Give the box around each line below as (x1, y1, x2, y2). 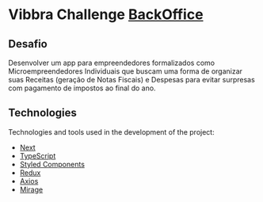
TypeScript (19, 151, 56, 160)
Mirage (19, 185, 44, 194)
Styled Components (19, 159, 86, 169)
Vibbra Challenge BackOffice (8, 6, 204, 24)
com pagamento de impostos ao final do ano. (8, 83, 156, 93)
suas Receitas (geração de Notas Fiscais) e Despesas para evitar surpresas (8, 75, 255, 84)
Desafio (8, 37, 48, 51)
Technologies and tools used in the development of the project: (8, 127, 215, 136)
